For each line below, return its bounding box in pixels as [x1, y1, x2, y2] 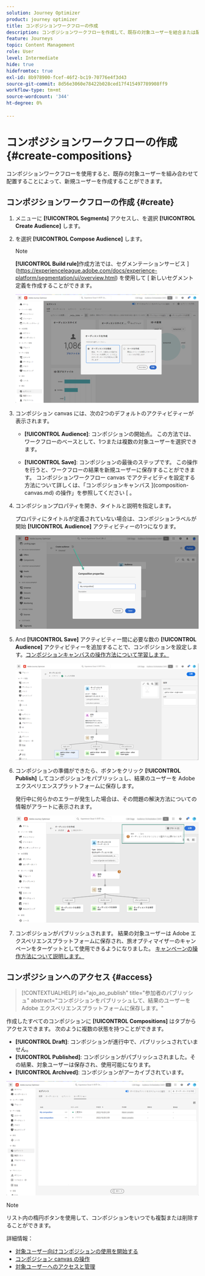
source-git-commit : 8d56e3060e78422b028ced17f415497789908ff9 [6, 81, 168, 87]
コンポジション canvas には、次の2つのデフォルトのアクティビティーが [15, 409, 194, 417]
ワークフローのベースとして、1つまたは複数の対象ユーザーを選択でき [24, 437, 197, 445]
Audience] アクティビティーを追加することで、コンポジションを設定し [15, 643, 193, 651]
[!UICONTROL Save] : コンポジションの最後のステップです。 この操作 [24, 458, 198, 465]
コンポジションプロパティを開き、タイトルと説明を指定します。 [15, 501, 175, 509]
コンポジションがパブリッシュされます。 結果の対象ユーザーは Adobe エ [15, 929, 196, 937]
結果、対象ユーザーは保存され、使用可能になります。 [20, 1061, 154, 1068]
